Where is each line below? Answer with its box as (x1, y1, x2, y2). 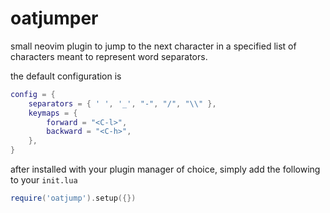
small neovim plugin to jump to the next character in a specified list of (10, 40, 297, 52)
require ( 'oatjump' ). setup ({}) (10, 193, 137, 204)
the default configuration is (10, 70, 122, 82)
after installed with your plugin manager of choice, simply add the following (10, 163, 321, 176)
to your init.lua (10, 174, 78, 186)
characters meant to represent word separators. (10, 50, 208, 62)
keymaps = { (28, 108, 78, 118)
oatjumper (10, 7, 99, 30)
